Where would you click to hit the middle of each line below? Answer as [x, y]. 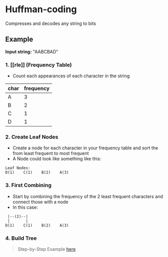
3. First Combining [28, 185]
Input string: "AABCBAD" [32, 51]
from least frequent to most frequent [51, 153]
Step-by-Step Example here [47, 249]
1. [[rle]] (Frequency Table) [39, 65]
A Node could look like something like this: [57, 159]
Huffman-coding [41, 9]
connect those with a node [40, 202]
